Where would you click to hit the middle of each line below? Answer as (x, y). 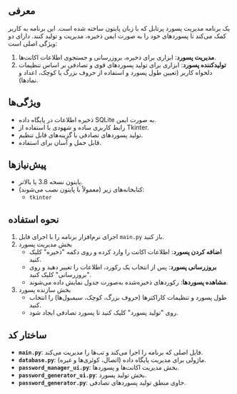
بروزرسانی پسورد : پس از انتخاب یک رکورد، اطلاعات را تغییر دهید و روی (123, 267)
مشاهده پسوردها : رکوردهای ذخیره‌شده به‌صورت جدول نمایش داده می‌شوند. (128, 282)
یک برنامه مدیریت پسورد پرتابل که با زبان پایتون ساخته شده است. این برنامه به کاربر (119, 28)
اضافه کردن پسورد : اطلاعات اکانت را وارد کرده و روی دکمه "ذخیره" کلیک (125, 252)
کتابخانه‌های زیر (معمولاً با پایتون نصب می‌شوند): (81, 190)
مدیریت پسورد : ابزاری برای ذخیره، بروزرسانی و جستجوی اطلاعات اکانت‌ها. (117, 57)
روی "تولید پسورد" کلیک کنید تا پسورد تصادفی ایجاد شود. (104, 313)
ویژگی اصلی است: (33, 43)
